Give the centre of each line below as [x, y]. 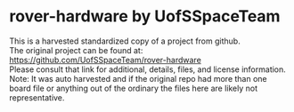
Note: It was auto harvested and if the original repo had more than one [138, 78]
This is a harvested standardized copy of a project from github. [125, 41]
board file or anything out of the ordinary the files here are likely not [134, 88]
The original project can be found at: [76, 50]
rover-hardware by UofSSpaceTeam [145, 16]
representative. [37, 97]
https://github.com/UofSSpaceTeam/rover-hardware [106, 60]
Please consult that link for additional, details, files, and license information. [148, 69]
